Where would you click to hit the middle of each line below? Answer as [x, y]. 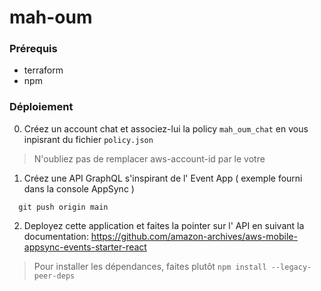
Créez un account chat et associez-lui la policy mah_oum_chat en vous [166, 128]
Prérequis [33, 49]
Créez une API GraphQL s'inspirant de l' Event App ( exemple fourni [163, 178]
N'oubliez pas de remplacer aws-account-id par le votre [149, 158]
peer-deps [54, 276]
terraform [43, 70]
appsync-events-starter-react [85, 247]
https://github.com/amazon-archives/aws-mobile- [194, 236]
